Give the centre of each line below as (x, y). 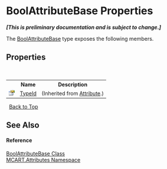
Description (73, 84)
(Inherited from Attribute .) (73, 93)
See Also (23, 125)
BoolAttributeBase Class (35, 153)
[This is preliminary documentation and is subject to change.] (83, 27)
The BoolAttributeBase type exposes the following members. (80, 38)
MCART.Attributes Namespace (43, 160)
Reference (19, 140)
